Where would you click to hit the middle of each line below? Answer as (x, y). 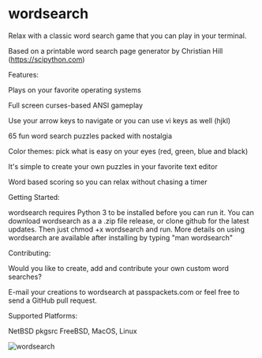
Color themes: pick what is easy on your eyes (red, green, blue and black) (128, 151)
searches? (25, 277)
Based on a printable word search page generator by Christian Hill (116, 51)
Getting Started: (34, 197)
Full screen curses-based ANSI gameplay (76, 105)
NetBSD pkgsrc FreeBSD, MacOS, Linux (73, 331)
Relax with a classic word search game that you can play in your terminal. (127, 36)
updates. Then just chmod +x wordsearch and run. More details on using (126, 229)
